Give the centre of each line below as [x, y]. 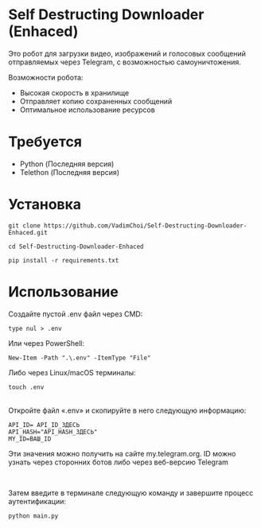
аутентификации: [37, 501]
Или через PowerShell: [47, 343]
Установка [45, 205]
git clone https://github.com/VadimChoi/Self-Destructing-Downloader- [128, 225]
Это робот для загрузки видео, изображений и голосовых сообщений [127, 53]
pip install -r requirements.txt [64, 260]
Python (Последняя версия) [67, 164]
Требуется [45, 142]
